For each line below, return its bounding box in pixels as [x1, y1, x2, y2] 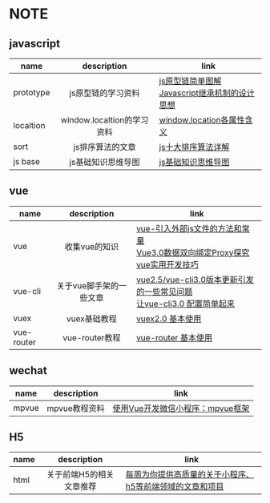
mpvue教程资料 [46, 402, 105, 413]
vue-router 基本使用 [135, 332, 213, 343]
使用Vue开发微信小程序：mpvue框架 [112, 402, 250, 413]
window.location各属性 [159, 115, 245, 125]
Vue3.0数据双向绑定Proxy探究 [135, 247, 250, 258]
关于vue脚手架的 [56, 280, 119, 291]
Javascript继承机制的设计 [159, 87, 255, 99]
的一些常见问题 [135, 286, 193, 297]
